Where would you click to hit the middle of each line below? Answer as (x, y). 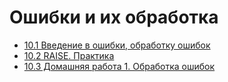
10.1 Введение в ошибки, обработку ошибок (117, 45)
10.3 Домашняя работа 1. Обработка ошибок (119, 66)
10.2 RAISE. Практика (69, 55)
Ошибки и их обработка (114, 17)
